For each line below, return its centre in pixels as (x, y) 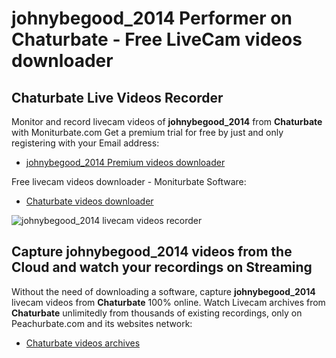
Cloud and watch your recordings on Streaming (162, 267)
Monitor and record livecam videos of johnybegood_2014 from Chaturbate (167, 121)
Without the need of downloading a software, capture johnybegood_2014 (163, 291)
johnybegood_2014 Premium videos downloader (125, 162)
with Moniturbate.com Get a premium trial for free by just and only (147, 132)
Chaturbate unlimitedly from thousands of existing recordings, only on (157, 313)
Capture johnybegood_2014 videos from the (152, 252)
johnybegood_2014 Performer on (152, 18)
